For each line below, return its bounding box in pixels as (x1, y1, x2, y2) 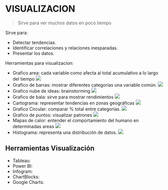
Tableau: (12, 158, 31, 164)
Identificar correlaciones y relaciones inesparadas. (12, 45, 118, 51)
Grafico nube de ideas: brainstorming (12, 88, 91, 94)
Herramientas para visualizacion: (5, 60, 74, 66)
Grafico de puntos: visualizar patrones (12, 112, 92, 118)
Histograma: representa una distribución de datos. (12, 129, 118, 135)
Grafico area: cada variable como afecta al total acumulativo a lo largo (12, 69, 158, 76)
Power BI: (12, 163, 33, 169)
